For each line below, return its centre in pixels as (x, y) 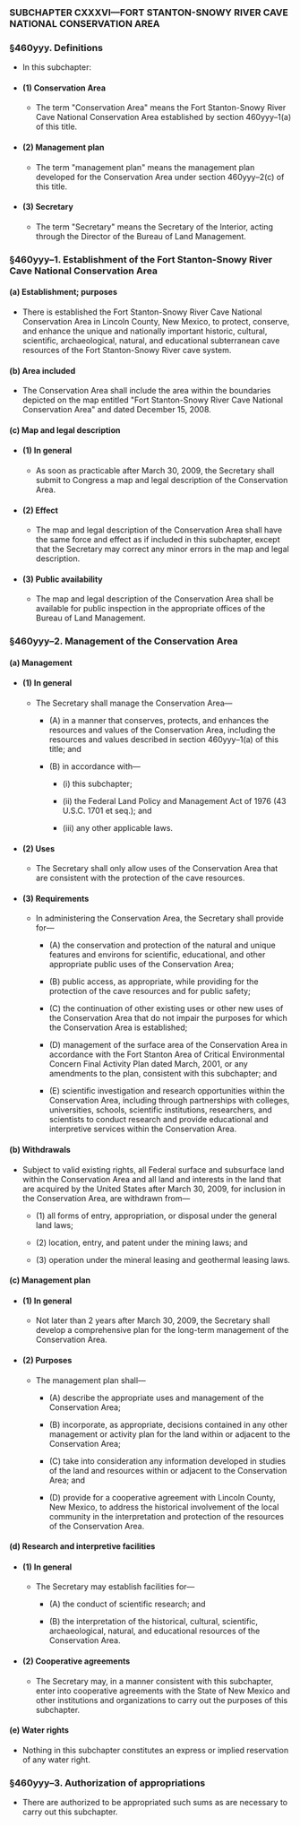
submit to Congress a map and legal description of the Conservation (162, 480)
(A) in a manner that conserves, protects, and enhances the (159, 721)
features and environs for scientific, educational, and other (157, 955)
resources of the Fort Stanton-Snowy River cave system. (127, 350)
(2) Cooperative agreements (76, 1661)
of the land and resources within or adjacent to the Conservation (168, 1470)
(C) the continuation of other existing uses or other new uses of (166, 1008)
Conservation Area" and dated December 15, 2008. (117, 410)
